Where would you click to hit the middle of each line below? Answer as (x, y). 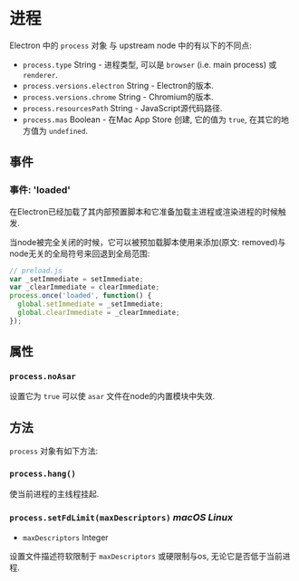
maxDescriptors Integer (65, 537)
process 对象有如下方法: (54, 451)
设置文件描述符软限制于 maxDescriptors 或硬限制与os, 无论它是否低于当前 (146, 556)
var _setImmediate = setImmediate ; (77, 279)
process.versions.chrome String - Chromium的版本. (118, 97)
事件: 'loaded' (40, 190)
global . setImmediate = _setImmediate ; (91, 304)
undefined (67, 131)
